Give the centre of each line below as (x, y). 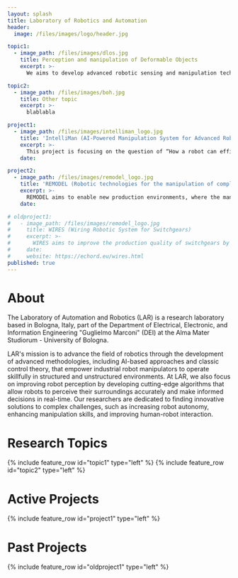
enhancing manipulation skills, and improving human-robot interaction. (110, 414)
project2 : (22, 171)
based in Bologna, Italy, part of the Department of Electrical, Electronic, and (118, 325)
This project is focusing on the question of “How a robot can (121, 151)
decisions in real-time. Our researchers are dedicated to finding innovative (116, 399)
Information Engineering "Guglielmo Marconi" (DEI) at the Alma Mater (109, 333)
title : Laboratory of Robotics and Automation (77, 21)
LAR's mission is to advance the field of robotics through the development (115, 354)
